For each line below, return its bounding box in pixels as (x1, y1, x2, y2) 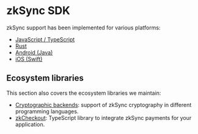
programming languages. (15, 108, 79, 115)
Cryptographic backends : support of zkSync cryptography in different (15, 101, 192, 108)
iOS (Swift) (15, 55, 43, 62)
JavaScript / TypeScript (15, 35, 75, 43)
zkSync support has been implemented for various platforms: (6, 24, 161, 31)
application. (15, 121, 45, 128)
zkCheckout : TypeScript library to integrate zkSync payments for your (15, 114, 192, 121)
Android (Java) (15, 48, 53, 56)
